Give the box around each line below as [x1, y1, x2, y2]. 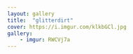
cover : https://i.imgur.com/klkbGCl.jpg [7, 23, 127, 30]
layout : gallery [7, 10, 55, 18]
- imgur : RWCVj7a [20, 36, 71, 43]
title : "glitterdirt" [7, 17, 73, 24]
